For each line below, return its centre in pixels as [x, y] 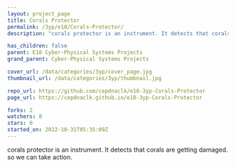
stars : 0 [20, 123]
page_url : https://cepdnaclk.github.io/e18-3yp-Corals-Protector [105, 98]
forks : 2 [20, 110]
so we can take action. [40, 157]
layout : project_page [39, 14]
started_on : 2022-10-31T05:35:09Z [58, 130]
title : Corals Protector [44, 20]
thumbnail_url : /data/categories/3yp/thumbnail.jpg [84, 78]
